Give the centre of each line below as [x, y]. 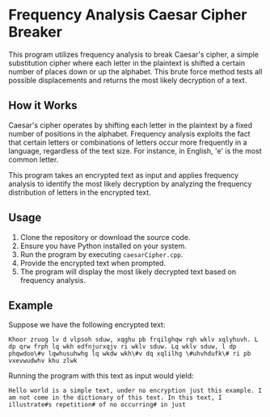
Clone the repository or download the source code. [105, 237]
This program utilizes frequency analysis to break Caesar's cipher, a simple [133, 54]
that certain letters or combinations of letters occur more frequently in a [128, 142]
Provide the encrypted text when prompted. [93, 263]
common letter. [34, 159]
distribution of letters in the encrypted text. [80, 192]
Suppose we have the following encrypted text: [87, 325]
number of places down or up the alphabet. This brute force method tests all [135, 71]
